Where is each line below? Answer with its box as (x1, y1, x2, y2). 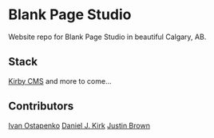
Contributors (8, 100, 74, 113)
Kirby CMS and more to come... (8, 76, 112, 85)
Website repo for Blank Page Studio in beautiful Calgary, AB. (8, 32, 207, 41)
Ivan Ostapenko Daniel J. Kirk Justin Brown (8, 120, 150, 130)
